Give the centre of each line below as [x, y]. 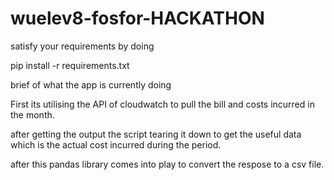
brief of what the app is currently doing [91, 84]
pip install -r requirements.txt [70, 65]
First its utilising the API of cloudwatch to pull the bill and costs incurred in [162, 104]
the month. [32, 114]
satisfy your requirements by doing [82, 46]
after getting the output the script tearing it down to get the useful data [156, 134]
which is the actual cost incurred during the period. [116, 144]
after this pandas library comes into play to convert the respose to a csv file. [167, 164]
